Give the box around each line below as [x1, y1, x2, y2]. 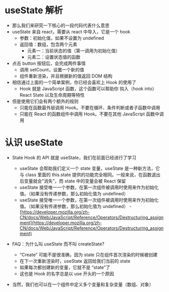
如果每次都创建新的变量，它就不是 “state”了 [19, 264, 110, 270]
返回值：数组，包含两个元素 [19, 41, 78, 47]
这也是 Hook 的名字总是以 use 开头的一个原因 [19, 270, 115, 276]
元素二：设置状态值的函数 [27, 54, 81, 60]
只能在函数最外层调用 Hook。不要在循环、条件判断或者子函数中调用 [19, 104, 160, 110]
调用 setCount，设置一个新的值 [19, 66, 84, 72]
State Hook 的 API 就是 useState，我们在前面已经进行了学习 [12, 154, 137, 160]
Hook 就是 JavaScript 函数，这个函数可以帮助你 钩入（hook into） [19, 86, 157, 92]
